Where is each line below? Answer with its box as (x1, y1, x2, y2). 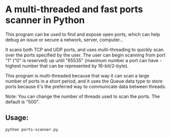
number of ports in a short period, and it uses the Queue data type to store (5, 78, 163, 84)
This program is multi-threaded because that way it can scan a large (5, 72, 149, 78)
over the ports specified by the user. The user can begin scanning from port (5, 52, 165, 58)
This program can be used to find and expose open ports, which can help (5, 31, 160, 37)
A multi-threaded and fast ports (5, 4, 143, 15)
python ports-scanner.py (5, 127, 58, 132)
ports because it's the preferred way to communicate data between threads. (5, 83, 166, 90)
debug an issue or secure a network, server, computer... (5, 37, 124, 43)
